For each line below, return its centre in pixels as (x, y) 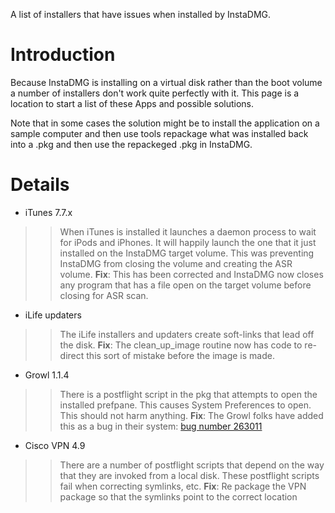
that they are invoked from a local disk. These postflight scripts (189, 475)
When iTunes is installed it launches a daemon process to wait (188, 231)
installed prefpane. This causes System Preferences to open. (185, 405)
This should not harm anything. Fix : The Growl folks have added (191, 415)
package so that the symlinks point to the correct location (178, 496)
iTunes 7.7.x (48, 212)
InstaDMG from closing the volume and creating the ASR (176, 263)
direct (72, 355)
